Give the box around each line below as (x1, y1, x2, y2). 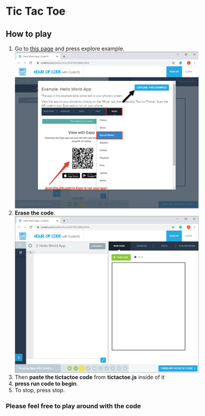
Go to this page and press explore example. (14, 45, 125, 52)
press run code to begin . (14, 380, 78, 387)
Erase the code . (14, 210, 56, 217)
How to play (6, 29, 52, 39)
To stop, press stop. (14, 387, 65, 394)
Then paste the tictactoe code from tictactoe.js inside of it (14, 374, 165, 381)
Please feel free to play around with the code (6, 402, 141, 410)
